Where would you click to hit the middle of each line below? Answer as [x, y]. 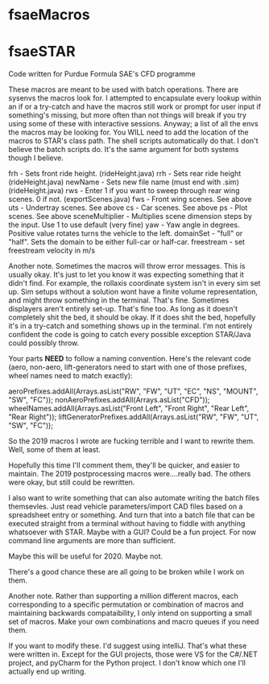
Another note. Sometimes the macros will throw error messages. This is [127, 266]
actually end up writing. [48, 672]
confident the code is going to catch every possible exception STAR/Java [130, 335]
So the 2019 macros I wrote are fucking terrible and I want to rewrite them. [132, 441]
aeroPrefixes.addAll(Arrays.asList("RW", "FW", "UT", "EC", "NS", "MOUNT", [133, 391]
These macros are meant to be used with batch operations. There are [124, 89]
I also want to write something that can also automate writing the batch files [134, 498]
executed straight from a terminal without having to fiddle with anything [127, 524]
